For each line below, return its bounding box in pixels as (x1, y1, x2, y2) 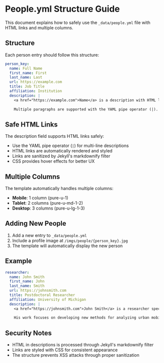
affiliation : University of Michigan (9, 297, 86, 302)
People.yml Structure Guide (5, 3, 120, 15)
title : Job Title (9, 84, 45, 89)
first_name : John (9, 279, 45, 284)
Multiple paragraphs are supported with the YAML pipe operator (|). (14, 107, 159, 112)
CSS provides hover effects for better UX (12, 158, 95, 164)
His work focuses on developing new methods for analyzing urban (14, 315, 150, 320)
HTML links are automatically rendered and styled (12, 148, 113, 154)
